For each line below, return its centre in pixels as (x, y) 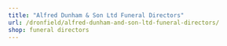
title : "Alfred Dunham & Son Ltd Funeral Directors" (96, 15)
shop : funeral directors (49, 30)
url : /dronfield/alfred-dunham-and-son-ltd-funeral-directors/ (114, 23)
